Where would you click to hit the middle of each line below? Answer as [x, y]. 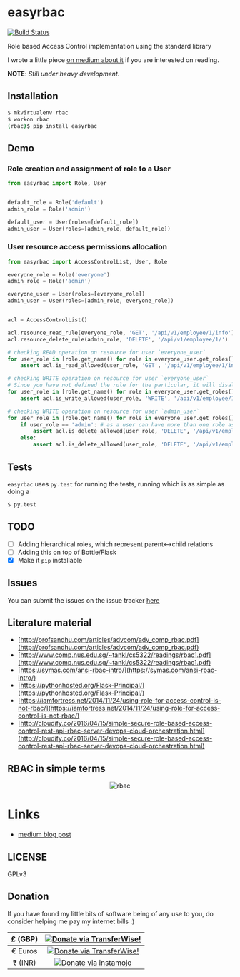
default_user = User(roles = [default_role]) [73, 222]
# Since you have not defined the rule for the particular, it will [111, 385]
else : [29, 438]
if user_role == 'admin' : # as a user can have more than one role [122, 425]
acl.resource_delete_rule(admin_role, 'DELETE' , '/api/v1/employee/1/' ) [118, 339]
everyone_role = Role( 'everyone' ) [59, 275]
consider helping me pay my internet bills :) [71, 921]
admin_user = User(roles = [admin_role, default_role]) [89, 229]
